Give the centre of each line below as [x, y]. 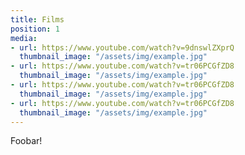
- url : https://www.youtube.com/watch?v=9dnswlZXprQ [122, 47]
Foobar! [26, 141]
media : [24, 38]
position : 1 [35, 29]
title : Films [37, 19]
